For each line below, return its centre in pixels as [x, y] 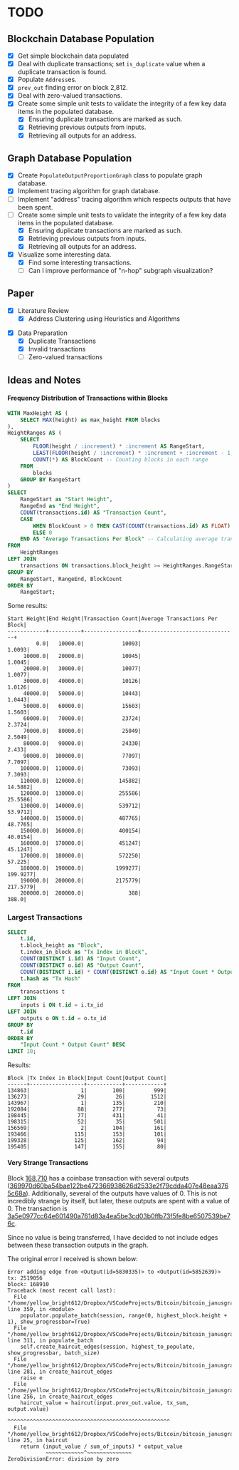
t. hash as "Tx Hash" [51, 978]
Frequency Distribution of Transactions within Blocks [88, 398]
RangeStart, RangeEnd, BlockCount [71, 579]
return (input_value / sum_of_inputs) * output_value [101, 1447]
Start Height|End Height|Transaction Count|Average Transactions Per [113, 619]
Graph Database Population [70, 158]
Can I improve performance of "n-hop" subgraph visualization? [121, 270]
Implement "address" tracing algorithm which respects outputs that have [124, 199]
